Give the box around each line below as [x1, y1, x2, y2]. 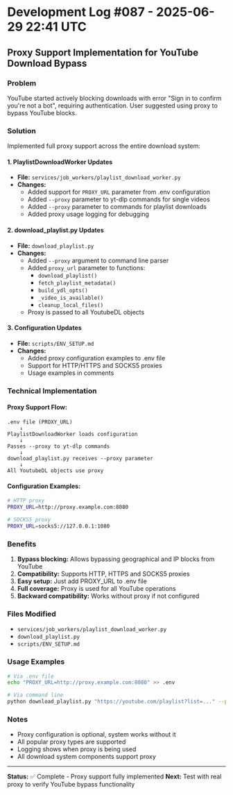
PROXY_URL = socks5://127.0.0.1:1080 [7, 522, 110, 530]
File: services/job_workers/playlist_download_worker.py [17, 173, 182, 181]
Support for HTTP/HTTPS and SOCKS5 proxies [27, 361, 162, 369]
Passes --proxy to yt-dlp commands [7, 442, 110, 450]
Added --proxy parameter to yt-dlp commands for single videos [27, 195, 210, 203]
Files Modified [7, 609, 57, 619]
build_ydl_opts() [37, 287, 88, 294]
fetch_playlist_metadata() [37, 279, 116, 287]
